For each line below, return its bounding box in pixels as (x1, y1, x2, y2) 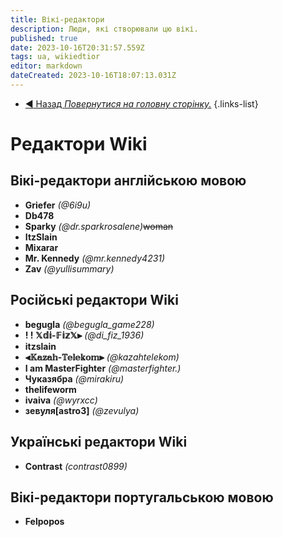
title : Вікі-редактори (10, 14, 105, 25)
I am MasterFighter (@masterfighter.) (24, 362, 182, 374)
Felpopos (24, 516, 65, 528)
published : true (10, 33, 78, 43)
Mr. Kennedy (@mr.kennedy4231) (24, 252, 166, 264)
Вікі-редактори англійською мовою (10, 172, 247, 190)
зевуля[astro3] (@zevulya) (24, 404, 140, 416)
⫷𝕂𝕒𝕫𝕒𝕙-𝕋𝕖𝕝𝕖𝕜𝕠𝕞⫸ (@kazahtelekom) (24, 351, 180, 363)
